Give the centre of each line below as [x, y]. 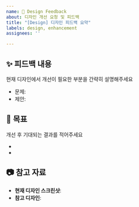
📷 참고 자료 [26, 173]
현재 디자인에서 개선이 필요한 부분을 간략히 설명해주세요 [69, 79]
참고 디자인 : [28, 198]
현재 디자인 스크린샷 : [38, 190]
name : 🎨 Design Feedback [36, 11]
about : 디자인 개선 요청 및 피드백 [43, 17]
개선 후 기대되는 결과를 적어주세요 [45, 134]
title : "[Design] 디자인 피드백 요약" [48, 22]
